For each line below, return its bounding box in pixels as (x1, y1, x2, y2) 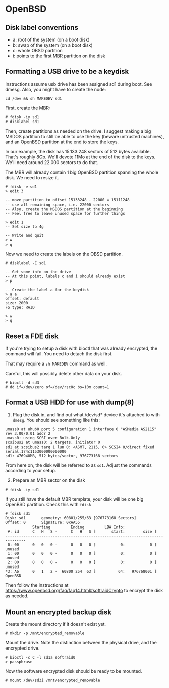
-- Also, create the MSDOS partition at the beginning (5, 206, 123, 212)
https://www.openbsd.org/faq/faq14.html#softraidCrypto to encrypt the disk (5, 588, 163, 594)
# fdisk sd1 (5, 511, 30, 516)
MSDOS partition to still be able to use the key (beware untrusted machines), (5, 133, 164, 139)
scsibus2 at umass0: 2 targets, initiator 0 (5, 440, 100, 446)
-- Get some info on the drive (5, 269, 71, 274)
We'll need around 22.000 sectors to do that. (5, 159, 98, 165)
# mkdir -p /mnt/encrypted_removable (5, 631, 85, 636)
